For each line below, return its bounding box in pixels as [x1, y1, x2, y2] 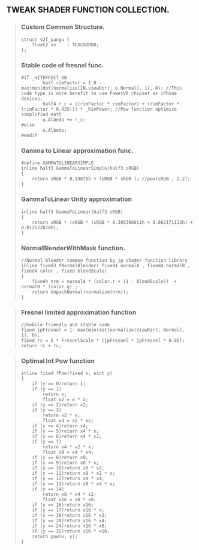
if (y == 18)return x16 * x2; [32, 513, 107, 519]
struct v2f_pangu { [20, 36, 70, 43]
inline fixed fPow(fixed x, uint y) [20, 370, 113, 377]
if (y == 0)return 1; [32, 381, 86, 387]
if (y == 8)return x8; [32, 454, 89, 461]
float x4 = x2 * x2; [43, 418, 94, 424]
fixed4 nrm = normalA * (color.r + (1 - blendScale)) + [32, 278, 177, 285]
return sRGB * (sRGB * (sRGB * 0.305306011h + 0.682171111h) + [32, 219, 193, 225]
